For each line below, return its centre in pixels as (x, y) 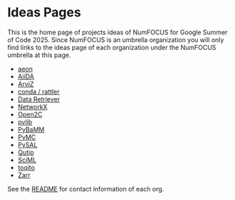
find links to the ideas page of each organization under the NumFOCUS (112, 47)
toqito (26, 167)
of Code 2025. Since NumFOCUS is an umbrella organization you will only (116, 39)
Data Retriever (39, 99)
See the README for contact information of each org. (86, 189)
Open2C (30, 114)
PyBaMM (31, 129)
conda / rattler (38, 91)
